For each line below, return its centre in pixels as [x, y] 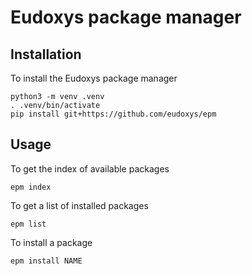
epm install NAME [46, 261]
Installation [46, 54]
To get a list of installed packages [79, 205]
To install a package [51, 242]
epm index [31, 187]
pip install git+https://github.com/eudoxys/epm [113, 114]
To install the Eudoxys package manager [94, 78]
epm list [28, 224]
